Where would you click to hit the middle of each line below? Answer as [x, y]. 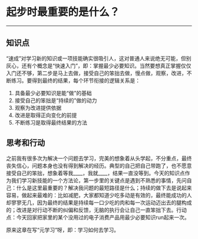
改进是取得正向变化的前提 [46, 115]
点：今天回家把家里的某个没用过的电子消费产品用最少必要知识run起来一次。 [98, 217]
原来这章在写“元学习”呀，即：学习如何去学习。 [63, 230]
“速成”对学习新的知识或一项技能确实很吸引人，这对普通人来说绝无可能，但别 [99, 58]
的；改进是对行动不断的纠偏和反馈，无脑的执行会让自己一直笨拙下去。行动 [96, 209]
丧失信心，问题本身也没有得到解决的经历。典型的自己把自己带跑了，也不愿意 [99, 165]
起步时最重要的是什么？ [63, 12]
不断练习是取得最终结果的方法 [51, 122]
